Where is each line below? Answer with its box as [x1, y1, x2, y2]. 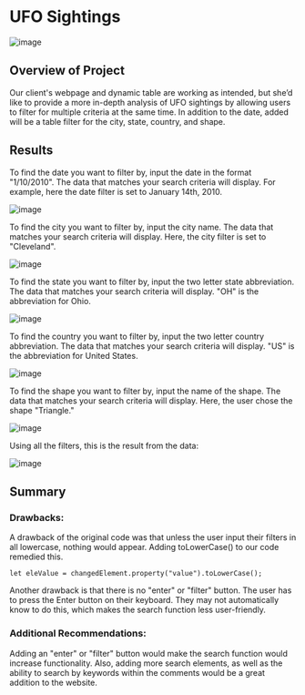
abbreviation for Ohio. [9, 295, 91, 306]
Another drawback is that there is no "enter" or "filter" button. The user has [9, 585, 292, 596]
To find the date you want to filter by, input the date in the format [9, 167, 252, 178]
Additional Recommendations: [9, 627, 147, 639]
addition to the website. [9, 677, 98, 688]
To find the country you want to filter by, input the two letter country [9, 331, 265, 342]
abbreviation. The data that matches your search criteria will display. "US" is [9, 340, 295, 352]
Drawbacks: [9, 511, 65, 524]
